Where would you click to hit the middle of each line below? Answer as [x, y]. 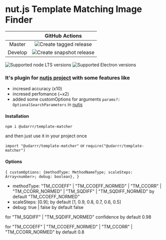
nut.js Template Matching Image [74, 9]
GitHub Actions [63, 36]
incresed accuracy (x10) [37, 89]
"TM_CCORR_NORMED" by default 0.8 [45, 232]
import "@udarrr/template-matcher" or [45, 146]
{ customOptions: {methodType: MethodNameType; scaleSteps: [69, 172]
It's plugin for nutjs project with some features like [67, 78]
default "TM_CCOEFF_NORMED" [46, 196]
